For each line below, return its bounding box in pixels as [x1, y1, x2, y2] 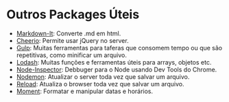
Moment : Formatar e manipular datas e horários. [16, 87, 154, 95]
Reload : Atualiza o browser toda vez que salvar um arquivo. [16, 80, 184, 88]
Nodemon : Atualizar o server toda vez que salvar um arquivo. [16, 72, 190, 81]
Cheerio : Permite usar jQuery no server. [16, 36, 129, 44]
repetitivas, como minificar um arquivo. [16, 51, 128, 59]
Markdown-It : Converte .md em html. [16, 29, 121, 37]
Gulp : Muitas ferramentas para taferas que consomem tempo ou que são [16, 44, 223, 52]
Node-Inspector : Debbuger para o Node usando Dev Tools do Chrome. [16, 65, 217, 73]
